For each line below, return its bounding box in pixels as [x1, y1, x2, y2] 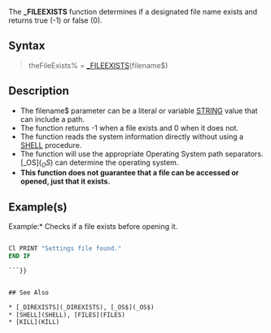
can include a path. [20, 114, 85, 124]
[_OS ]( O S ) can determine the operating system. [20, 158, 179, 169]
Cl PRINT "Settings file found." [8, 244, 122, 253]
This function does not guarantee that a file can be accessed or [20, 168, 239, 178]
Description [8, 84, 69, 98]
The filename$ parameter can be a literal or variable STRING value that [20, 106, 258, 115]
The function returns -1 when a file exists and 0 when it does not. [20, 123, 238, 132]
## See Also [8, 288, 49, 296]
